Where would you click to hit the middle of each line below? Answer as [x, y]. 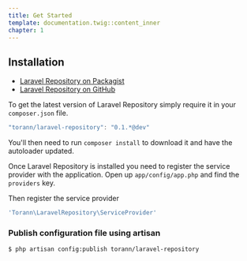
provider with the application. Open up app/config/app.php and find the [124, 175]
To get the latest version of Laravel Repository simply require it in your [122, 105]
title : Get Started [40, 15]
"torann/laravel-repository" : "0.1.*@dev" [79, 128]
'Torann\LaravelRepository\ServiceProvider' [82, 213]
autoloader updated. [41, 151]
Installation [36, 62]
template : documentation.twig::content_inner [84, 23]
